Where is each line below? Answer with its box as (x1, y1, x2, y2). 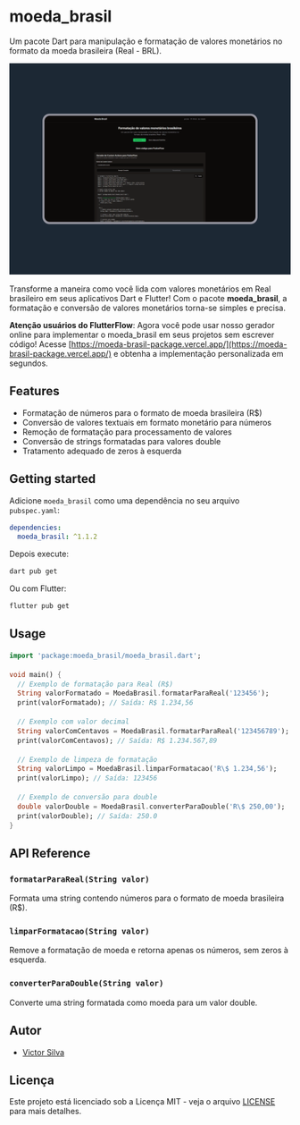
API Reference (9, 845, 91, 860)
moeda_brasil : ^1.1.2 (17, 532, 98, 542)
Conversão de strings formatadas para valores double (21, 436, 221, 446)
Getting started (9, 471, 96, 486)
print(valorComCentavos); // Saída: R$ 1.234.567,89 (17, 736, 218, 745)
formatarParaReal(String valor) (9, 874, 150, 884)
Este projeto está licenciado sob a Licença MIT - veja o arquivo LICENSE (9, 1096, 276, 1107)
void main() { (9, 670, 62, 679)
